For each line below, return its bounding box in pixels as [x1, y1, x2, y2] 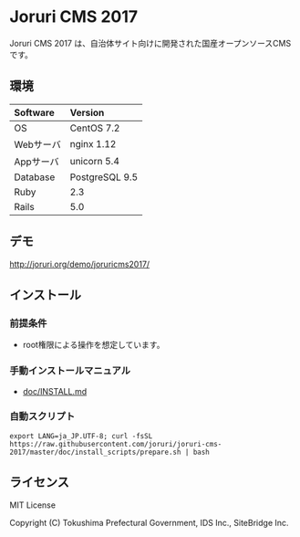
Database [14, 171, 56, 184]
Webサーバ [14, 138, 61, 151]
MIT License [9, 500, 57, 511]
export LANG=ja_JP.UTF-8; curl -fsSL [9, 431, 153, 440]
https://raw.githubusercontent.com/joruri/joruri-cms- [9, 439, 222, 448]
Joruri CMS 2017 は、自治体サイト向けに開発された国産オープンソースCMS [9, 37, 292, 48]
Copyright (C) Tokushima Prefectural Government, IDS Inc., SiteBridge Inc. [9, 517, 289, 528]
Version [69, 106, 105, 119]
